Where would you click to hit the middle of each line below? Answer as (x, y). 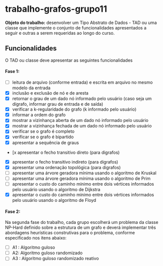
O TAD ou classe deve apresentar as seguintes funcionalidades (69, 60)
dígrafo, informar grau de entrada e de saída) (58, 104)
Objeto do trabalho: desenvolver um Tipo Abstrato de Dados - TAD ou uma (81, 23)
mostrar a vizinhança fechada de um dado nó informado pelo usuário (82, 126)
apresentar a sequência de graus (46, 143)
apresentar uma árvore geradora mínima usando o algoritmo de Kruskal (84, 173)
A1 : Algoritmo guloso (34, 247)
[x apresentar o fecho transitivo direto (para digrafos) (66, 152)
